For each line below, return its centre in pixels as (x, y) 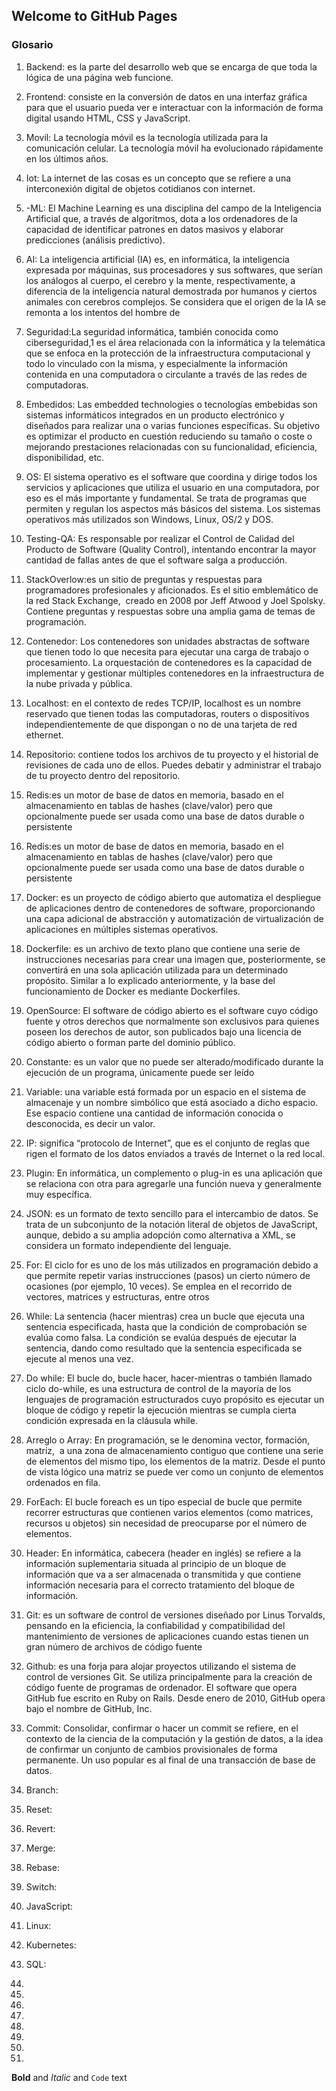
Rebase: (42, 1867)
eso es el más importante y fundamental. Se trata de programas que (166, 498)
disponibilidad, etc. (65, 457)
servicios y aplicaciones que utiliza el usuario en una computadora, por (172, 487)
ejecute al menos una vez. (79, 1358)
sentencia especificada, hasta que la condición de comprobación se (166, 1326)
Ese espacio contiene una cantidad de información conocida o (154, 1113)
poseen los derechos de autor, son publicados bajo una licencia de (164, 1031)
